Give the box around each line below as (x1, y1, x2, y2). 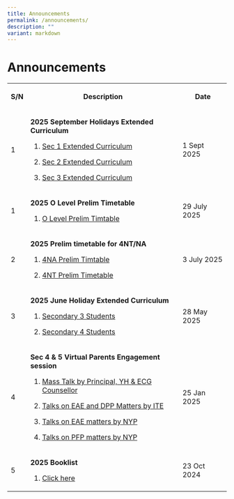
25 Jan (182, 388, 206, 398)
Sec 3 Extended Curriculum (42, 173, 132, 183)
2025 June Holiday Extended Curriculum (30, 295, 169, 305)
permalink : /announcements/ (7, 17, 89, 24)
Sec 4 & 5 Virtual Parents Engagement (30, 353, 160, 362)
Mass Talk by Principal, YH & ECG (42, 377, 152, 387)
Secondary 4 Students (42, 327, 116, 337)
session (30, 361, 57, 371)
